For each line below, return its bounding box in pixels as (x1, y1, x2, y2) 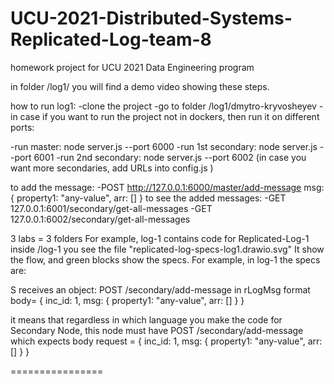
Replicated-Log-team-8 (10, 28, 212, 51)
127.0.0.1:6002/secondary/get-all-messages (10, 213, 191, 225)
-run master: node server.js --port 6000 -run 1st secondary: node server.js (10, 140, 318, 152)
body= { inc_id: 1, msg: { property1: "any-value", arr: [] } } (10, 294, 245, 306)
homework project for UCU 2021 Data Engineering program (10, 61, 255, 73)
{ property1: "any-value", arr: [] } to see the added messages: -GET (10, 192, 287, 204)
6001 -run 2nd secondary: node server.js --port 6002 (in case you (33, 151, 307, 163)
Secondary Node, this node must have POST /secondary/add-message (10, 324, 304, 336)
